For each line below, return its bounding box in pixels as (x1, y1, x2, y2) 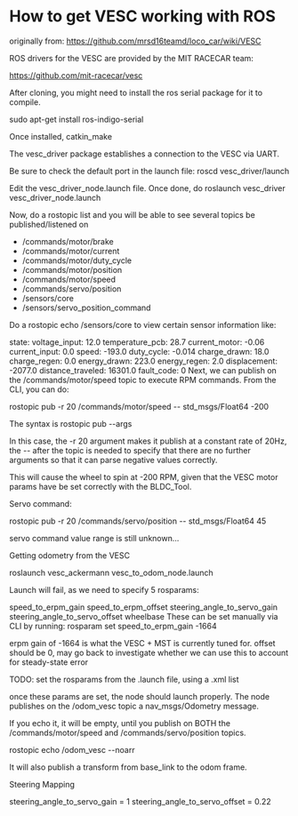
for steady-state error (9, 656, 89, 668)
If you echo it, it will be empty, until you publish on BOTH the (9, 717, 231, 728)
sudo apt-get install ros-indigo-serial (9, 114, 144, 124)
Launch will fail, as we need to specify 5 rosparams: (9, 584, 200, 595)
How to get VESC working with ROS (9, 6, 276, 27)
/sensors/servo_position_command (21, 302, 151, 313)
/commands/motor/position (21, 264, 123, 275)
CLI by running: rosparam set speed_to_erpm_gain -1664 (9, 620, 217, 631)
